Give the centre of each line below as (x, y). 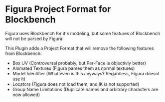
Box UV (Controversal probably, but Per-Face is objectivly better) (79, 63)
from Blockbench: (23, 53)
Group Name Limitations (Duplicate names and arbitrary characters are (85, 89)
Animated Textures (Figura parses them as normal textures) (74, 68)
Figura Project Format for (58, 9)
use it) (19, 79)
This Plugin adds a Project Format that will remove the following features (80, 48)
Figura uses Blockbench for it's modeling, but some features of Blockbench (83, 33)
